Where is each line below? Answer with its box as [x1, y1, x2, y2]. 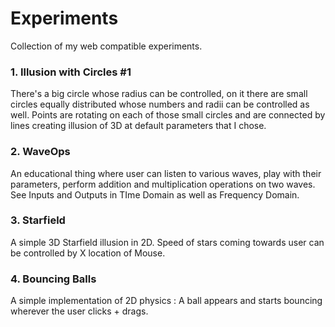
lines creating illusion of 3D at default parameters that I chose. [10, 120, 267, 132]
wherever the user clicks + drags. [10, 305, 149, 317]
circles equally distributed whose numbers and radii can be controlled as [10, 98, 310, 111]
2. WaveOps [10, 145, 71, 159]
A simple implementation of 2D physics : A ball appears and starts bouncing [10, 295, 323, 307]
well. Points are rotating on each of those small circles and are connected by [10, 109, 326, 121]
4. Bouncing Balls [10, 272, 97, 286]
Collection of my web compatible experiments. [10, 40, 203, 52]
